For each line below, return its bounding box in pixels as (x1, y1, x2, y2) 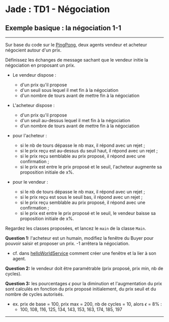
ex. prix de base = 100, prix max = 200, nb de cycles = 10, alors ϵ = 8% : (12, 301, 162, 307)
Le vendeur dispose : (12, 72, 56, 78)
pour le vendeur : (12, 179, 49, 185)
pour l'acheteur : (12, 133, 47, 138)
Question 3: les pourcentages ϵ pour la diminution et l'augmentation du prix (5, 281, 162, 286)
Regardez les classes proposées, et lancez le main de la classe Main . (5, 226, 146, 231)
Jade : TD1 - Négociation (5, 4, 110, 15)
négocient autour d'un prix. (5, 47, 62, 53)
